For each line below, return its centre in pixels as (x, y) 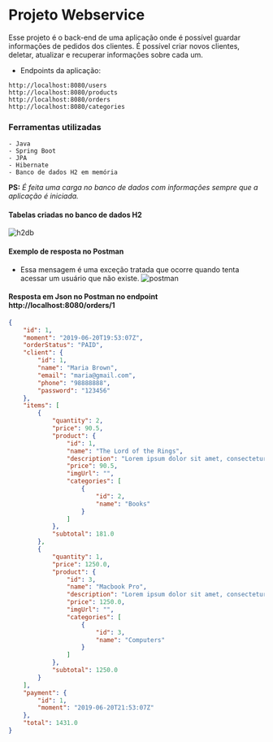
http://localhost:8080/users (58, 85)
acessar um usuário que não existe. (80, 278)
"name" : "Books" (123, 504)
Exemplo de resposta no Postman (66, 252)
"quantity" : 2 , (78, 421)
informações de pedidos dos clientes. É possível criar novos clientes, (124, 46)
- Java (19, 144)
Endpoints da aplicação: (61, 70)
